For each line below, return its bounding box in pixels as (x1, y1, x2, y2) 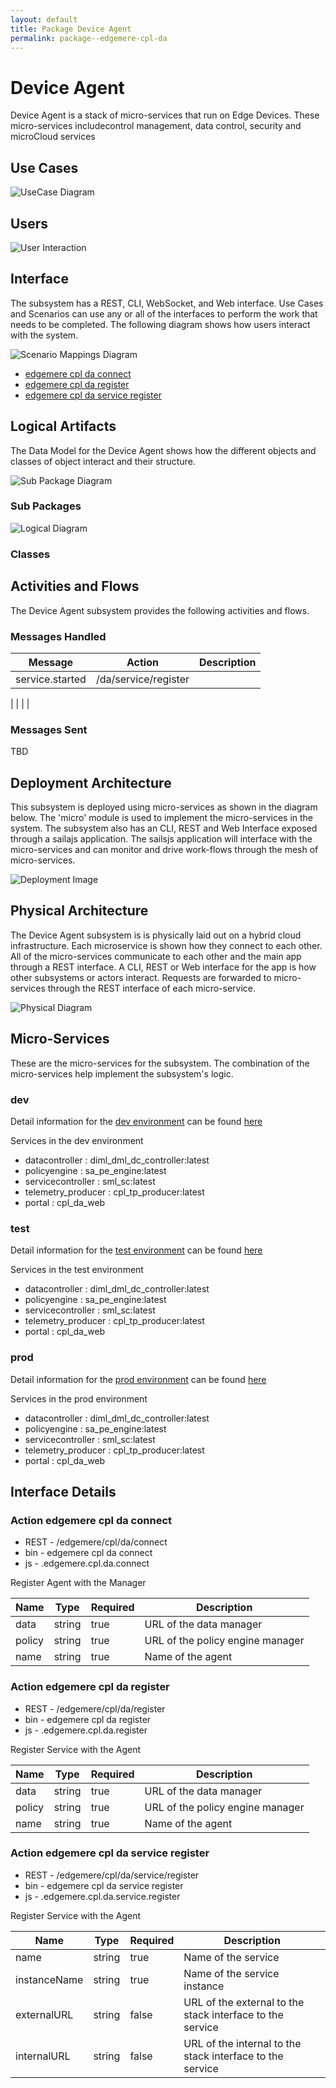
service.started (15, 672, 87, 686)
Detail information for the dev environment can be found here (10, 1115, 263, 1127)
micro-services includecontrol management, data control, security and (10, 120, 302, 132)
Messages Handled (10, 629, 107, 643)
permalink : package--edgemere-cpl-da (10, 33, 168, 43)
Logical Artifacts (10, 418, 117, 435)
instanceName (15, 1972, 84, 1986)
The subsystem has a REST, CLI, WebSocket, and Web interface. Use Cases (10, 297, 324, 309)
